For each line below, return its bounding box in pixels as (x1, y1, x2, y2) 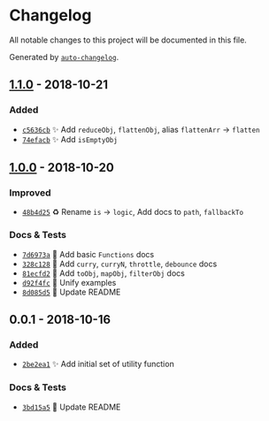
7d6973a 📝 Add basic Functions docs (21, 249, 155, 259)
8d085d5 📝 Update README (21, 287, 121, 297)
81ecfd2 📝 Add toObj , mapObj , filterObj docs (21, 267, 186, 279)
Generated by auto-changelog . (9, 51, 119, 62)
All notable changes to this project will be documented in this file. (9, 34, 248, 45)
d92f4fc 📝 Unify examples (21, 277, 117, 287)
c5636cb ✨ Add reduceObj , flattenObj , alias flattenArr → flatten (21, 124, 260, 134)
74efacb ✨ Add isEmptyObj (21, 134, 118, 144)
